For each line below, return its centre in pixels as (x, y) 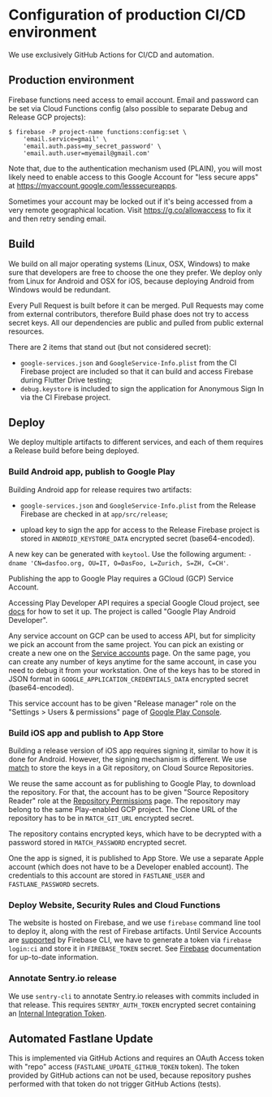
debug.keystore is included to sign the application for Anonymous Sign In (142, 388)
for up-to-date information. (54, 957)
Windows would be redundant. (60, 289)
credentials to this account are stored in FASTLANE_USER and (107, 875)
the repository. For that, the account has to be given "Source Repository (129, 792)
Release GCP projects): (47, 117)
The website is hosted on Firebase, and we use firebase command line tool (135, 922)
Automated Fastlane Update (81, 1038)
